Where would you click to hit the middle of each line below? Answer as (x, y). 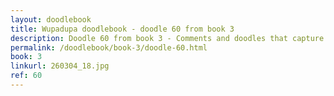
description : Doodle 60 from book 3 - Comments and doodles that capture (167, 38)
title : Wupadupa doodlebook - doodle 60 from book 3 (122, 29)
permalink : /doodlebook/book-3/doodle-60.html (109, 47)
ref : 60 (26, 76)
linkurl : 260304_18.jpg (60, 66)
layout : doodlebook (51, 19)
